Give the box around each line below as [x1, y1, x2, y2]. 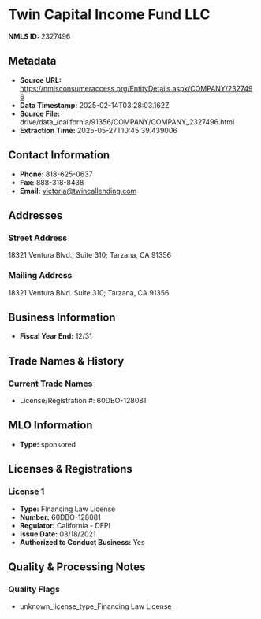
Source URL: [19, 75, 62, 84]
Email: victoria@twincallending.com [19, 186, 137, 195]
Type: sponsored [19, 439, 76, 449]
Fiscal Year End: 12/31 [19, 332, 92, 341]
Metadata [8, 54, 57, 68]
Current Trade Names [8, 378, 93, 389]
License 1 [8, 486, 45, 497]
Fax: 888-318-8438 [19, 177, 84, 187]
